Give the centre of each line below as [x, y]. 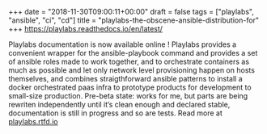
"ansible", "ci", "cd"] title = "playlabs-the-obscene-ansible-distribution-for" [134, 20]
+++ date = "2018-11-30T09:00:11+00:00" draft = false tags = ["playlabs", [131, 12]
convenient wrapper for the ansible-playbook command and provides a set [133, 53]
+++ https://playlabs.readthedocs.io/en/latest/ [86, 29]
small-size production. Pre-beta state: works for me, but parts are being [128, 96]
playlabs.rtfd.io [33, 121]
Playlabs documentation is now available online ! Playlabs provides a [123, 44]
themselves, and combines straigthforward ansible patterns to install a [125, 79]
